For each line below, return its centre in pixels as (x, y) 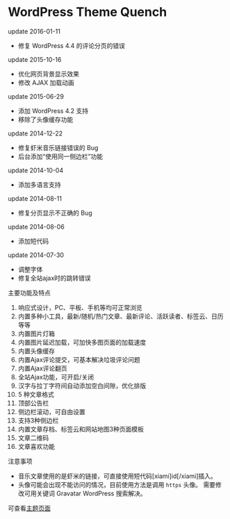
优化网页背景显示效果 (48, 74)
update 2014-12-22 (35, 133)
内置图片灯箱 (36, 333)
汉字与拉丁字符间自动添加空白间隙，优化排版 (82, 386)
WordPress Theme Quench (88, 12)
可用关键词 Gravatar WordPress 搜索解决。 (85, 493)
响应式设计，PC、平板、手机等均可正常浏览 (80, 307)
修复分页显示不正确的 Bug (55, 213)
